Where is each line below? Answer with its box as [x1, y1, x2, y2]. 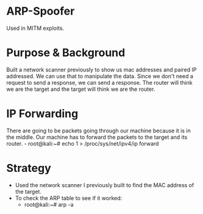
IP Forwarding [6, 107, 79, 121]
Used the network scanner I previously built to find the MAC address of [15, 181, 194, 188]
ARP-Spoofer [6, 4, 75, 18]
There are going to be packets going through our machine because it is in [6, 127, 191, 134]
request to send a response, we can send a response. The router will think [6, 79, 193, 86]
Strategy [6, 162, 52, 175]
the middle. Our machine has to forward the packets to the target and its [6, 133, 188, 141]
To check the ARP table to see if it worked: [15, 194, 123, 202]
